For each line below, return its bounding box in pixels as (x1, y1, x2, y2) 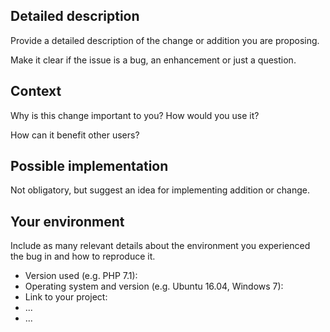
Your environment (10, 213, 125, 230)
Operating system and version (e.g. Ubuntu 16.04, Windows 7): (24, 280, 284, 293)
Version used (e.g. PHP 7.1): (24, 270, 138, 282)
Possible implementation (10, 158, 169, 175)
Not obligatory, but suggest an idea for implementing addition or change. (10, 184, 310, 196)
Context (10, 83, 62, 100)
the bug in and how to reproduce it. (10, 250, 156, 263)
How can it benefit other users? (10, 129, 140, 141)
